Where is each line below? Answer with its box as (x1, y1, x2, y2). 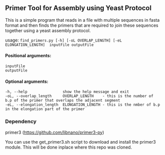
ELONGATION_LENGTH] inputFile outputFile (5, 42, 94, 47)
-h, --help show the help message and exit (5, 89, 129, 94)
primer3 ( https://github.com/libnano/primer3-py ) (5, 129, 105, 135)
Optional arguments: (5, 78, 48, 84)
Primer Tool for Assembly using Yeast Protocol (5, 4, 152, 12)
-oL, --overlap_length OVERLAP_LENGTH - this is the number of (5, 94, 154, 99)
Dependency (5, 118, 37, 125)
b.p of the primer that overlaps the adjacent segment (5, 98, 121, 103)
